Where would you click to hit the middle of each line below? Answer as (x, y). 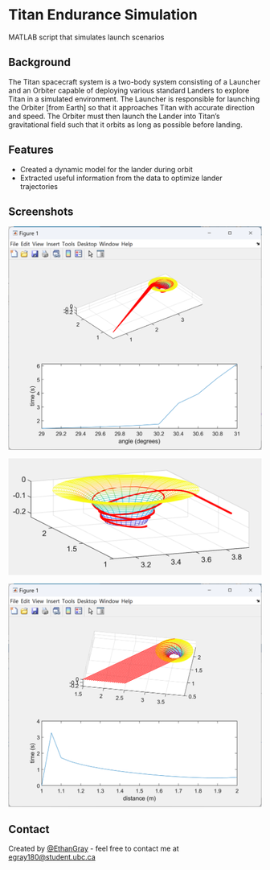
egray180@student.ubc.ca (52, 857)
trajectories (39, 186)
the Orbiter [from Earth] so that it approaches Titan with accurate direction (131, 107)
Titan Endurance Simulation (103, 15)
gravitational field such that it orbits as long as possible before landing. (125, 124)
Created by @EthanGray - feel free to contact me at (94, 849)
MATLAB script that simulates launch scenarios (86, 37)
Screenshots (41, 211)
